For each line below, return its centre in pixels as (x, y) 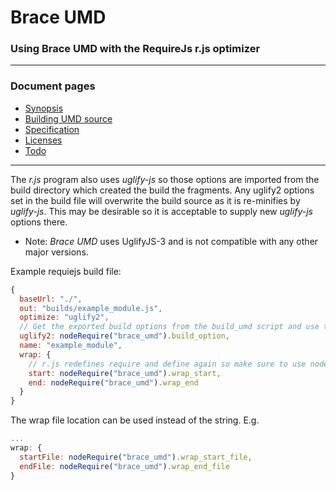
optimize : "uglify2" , (64, 317)
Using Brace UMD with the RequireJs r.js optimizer (135, 49)
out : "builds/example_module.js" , (91, 308)
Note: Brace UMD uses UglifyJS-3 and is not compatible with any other (171, 241)
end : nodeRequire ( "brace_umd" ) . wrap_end (113, 382)
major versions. (56, 252)
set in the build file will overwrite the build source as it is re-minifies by (155, 200)
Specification (52, 129)
